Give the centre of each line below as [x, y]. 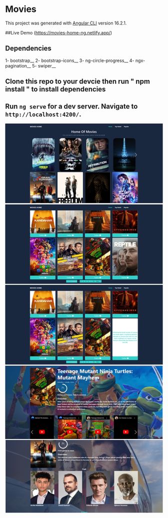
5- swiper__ [44, 65]
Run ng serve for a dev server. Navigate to [71, 106]
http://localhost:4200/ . [43, 114]
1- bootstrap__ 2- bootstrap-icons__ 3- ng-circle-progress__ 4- [70, 60]
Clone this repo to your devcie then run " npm [77, 82]
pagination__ [18, 65]
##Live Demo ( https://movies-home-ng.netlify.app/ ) [59, 32]
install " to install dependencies [55, 89]
